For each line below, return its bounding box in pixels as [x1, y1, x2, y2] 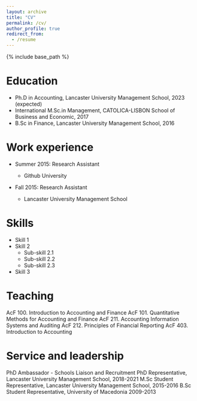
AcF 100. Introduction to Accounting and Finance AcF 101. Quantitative [6, 309, 180, 316]
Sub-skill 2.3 [23, 262, 55, 269]
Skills [6, 217, 34, 230]
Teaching [6, 289, 54, 303]
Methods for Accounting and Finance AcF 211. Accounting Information [6, 315, 180, 322]
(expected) [14, 100, 43, 107]
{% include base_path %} [6, 53, 69, 60]
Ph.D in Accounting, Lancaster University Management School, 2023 [14, 94, 185, 101]
